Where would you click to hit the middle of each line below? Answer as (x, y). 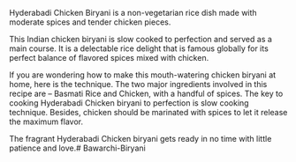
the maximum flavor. (46, 121)
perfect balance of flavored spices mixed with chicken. (109, 58)
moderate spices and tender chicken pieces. (90, 22)
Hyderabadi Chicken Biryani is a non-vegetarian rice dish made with (133, 13)
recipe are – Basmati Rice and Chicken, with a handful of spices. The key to (146, 93)
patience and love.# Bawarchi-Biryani (77, 148)
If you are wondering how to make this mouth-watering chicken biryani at (143, 75)
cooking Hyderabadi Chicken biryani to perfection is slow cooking (129, 103)
